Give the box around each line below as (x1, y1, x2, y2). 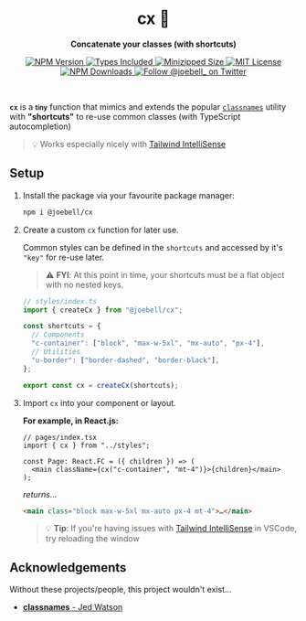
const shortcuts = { (22, 322, 101, 331)
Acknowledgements (9, 560, 127, 575)
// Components (31, 330, 85, 339)
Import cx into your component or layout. (22, 397, 176, 408)
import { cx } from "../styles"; (22, 441, 151, 450)
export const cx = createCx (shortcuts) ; (22, 380, 179, 390)
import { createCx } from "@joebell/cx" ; (22, 305, 184, 315)
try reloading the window (45, 533, 140, 544)
